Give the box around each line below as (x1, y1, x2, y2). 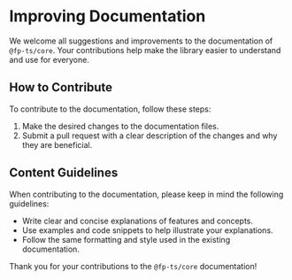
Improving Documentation (9, 6, 206, 27)
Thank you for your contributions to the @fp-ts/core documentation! (9, 261, 257, 271)
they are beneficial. (21, 139, 93, 150)
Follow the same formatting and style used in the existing (21, 234, 231, 245)
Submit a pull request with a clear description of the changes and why (21, 130, 278, 141)
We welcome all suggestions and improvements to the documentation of (9, 35, 273, 46)
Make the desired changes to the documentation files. (21, 121, 219, 131)
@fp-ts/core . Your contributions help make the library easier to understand (9, 44, 281, 55)
